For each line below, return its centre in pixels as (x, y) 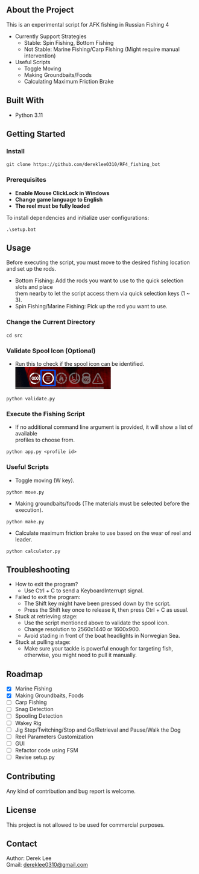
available (26, 434)
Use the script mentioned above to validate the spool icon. (96, 623)
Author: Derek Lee (29, 858)
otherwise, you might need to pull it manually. (81, 655)
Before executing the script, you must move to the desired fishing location (98, 262)
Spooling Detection (39, 716)
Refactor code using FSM (46, 750)
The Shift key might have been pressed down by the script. (97, 604)
